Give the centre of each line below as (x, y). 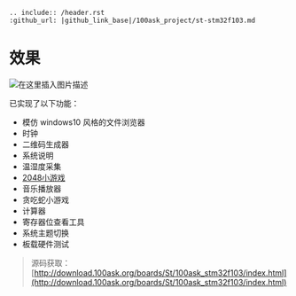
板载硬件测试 (45, 244)
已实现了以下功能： (44, 103)
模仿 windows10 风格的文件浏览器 (83, 122)
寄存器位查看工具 (53, 222)
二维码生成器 (45, 144)
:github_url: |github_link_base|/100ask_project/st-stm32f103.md (132, 20)
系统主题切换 (45, 233)
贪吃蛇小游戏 (45, 199)
